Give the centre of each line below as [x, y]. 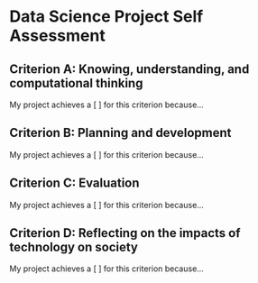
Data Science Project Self [106, 17]
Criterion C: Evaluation [74, 183]
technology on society [74, 247]
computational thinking [76, 83]
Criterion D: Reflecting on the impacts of [125, 233]
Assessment [57, 36]
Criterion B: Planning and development [120, 133]
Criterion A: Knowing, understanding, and [129, 69]
